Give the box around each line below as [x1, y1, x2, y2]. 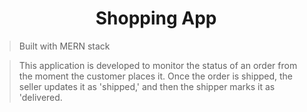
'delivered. [18, 91, 63, 103]
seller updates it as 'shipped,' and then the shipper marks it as [18, 80, 276, 92]
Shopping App [95, 7, 217, 30]
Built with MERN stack [18, 40, 111, 52]
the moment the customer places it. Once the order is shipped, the [18, 70, 294, 82]
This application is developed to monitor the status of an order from [18, 59, 298, 71]
